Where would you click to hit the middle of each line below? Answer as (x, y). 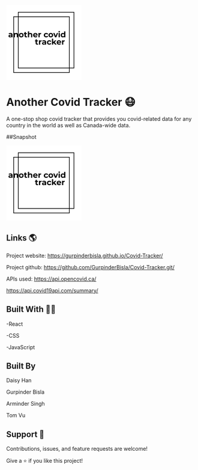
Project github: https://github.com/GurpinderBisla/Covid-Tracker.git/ (91, 267)
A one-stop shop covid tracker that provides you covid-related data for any (99, 118)
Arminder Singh (25, 404)
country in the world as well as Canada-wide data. (68, 125)
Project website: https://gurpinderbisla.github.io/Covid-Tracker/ (85, 255)
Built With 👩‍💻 (31, 309)
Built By (21, 366)
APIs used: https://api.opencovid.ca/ (51, 279)
